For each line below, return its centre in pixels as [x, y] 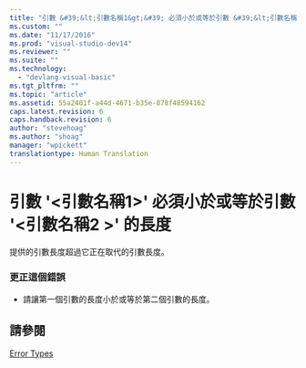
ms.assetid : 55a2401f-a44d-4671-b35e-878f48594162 [107, 103]
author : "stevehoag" [49, 129]
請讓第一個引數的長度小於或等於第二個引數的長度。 [118, 299]
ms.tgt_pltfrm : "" [44, 86]
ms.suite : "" [34, 60]
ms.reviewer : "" [40, 52]
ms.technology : [38, 69]
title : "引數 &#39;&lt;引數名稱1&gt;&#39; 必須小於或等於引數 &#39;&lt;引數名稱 [153, 18]
